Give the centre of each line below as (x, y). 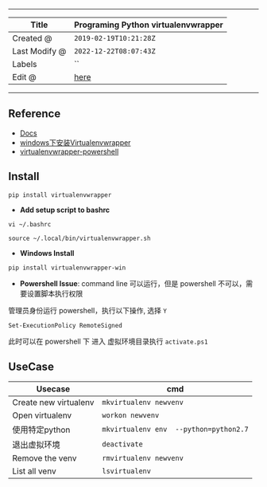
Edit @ (25, 77)
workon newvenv (131, 416)
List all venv (35, 471)
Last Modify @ (39, 51)
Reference (35, 114)
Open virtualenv (42, 415)
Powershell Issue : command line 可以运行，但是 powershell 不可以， (133, 283)
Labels (25, 64)
